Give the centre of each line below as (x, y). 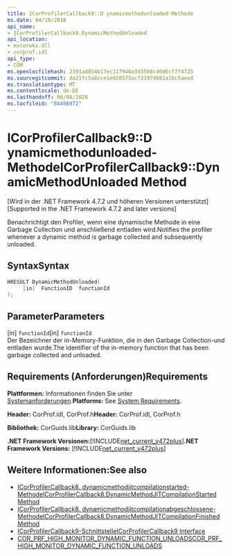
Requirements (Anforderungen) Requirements (107, 377)
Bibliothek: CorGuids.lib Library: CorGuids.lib (72, 427)
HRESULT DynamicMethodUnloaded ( (54, 282)
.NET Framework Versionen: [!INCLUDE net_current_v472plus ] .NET (103, 441)
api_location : (28, 39)
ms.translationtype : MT (42, 84)
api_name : (21, 26)
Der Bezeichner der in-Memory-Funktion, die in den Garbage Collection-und (116, 341)
